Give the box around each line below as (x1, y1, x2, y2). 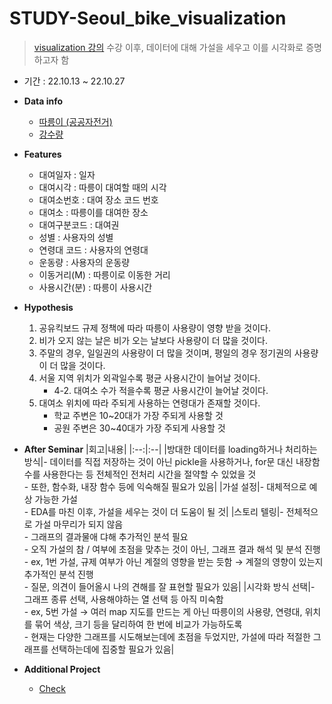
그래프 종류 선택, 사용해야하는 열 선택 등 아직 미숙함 (23, 593, 224, 605)
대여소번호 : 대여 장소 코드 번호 (38, 193, 159, 206)
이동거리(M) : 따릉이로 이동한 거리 (38, 268, 171, 281)
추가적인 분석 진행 (23, 568, 94, 580)
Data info (23, 95, 64, 107)
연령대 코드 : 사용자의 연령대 (38, 243, 149, 256)
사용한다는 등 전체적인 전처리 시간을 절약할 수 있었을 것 (42, 468, 257, 480)
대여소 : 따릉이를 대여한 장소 (38, 206, 149, 218)
